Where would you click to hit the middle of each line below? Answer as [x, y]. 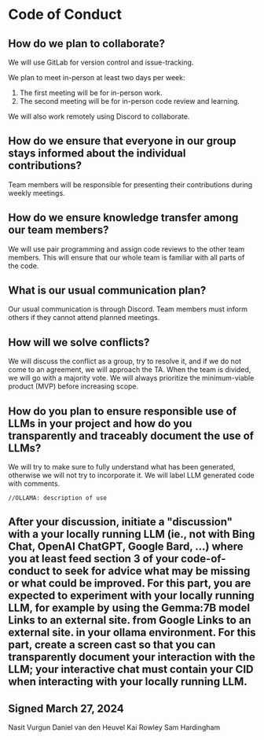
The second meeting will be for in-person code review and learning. [129, 101]
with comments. [34, 484]
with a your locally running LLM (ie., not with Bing [132, 534]
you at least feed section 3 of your [93, 559]
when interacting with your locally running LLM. [128, 682]
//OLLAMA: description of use [58, 498]
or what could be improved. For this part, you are [130, 584]
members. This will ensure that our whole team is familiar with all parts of [126, 257]
